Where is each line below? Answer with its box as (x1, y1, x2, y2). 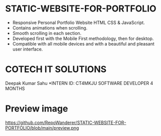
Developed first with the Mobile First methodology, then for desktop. (12, 35, 154, 41)
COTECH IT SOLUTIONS (5, 63, 107, 75)
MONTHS (5, 85, 25, 91)
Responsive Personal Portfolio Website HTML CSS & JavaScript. (12, 19, 145, 25)
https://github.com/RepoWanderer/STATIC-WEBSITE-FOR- (5, 119, 126, 125)
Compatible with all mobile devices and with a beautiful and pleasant (12, 40, 154, 46)
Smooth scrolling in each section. (12, 30, 82, 36)
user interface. (12, 46, 43, 52)
